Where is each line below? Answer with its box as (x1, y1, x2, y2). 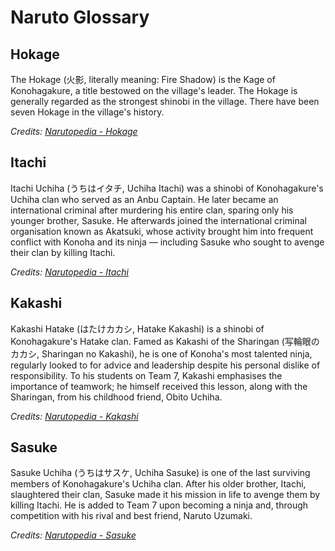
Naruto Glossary (10, 6, 150, 29)
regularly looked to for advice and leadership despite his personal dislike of (10, 359, 321, 371)
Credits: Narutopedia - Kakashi (10, 410, 139, 422)
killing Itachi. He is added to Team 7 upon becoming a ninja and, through (10, 499, 309, 511)
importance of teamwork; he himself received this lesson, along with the (10, 380, 308, 392)
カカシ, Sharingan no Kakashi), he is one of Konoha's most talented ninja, (10, 347, 313, 360)
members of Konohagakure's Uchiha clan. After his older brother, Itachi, (10, 478, 307, 490)
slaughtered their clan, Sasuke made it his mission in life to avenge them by (10, 489, 321, 501)
